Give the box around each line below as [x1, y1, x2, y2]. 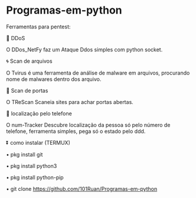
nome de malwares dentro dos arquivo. [6, 75, 102, 83]
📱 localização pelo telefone [6, 110, 72, 117]
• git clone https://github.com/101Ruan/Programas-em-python [6, 185, 158, 192]
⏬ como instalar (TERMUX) [6, 139, 71, 146]
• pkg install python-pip [6, 174, 64, 181]
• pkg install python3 [6, 162, 57, 169]
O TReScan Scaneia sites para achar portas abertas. [6, 98, 134, 105]
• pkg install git [6, 151, 43, 158]
